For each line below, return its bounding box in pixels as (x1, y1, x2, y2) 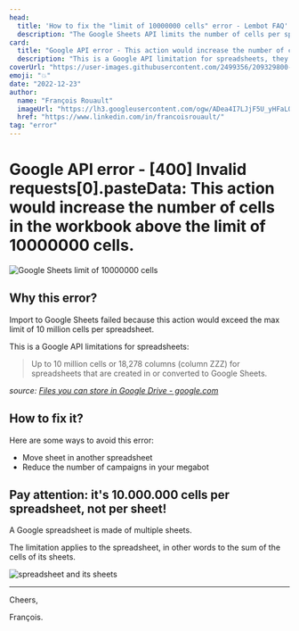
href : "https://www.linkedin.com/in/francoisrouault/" (17, 112, 225, 121)
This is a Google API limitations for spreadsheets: (9, 341, 190, 352)
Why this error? (9, 291, 98, 306)
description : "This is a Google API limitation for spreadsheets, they (17, 54, 289, 63)
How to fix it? (9, 411, 84, 427)
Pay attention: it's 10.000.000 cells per (9, 487, 230, 502)
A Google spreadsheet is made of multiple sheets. (9, 525, 193, 536)
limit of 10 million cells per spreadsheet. (9, 323, 154, 335)
